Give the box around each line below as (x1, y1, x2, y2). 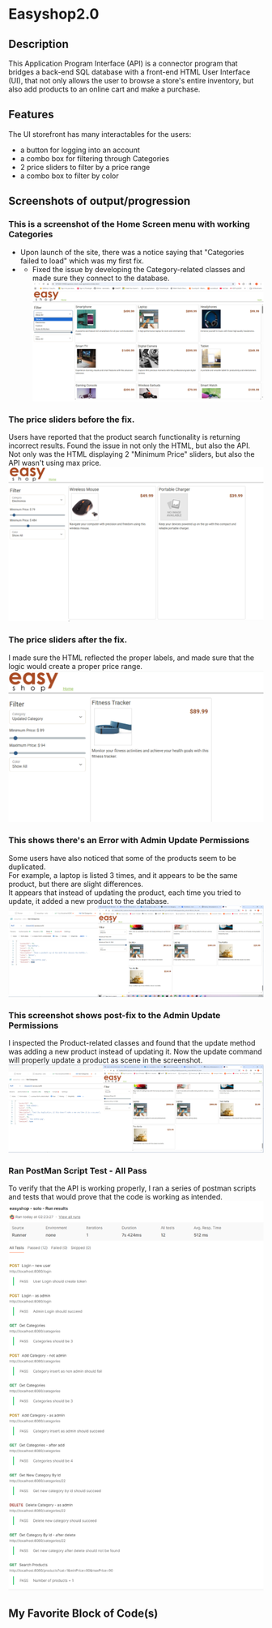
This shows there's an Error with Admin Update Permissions (8, 835, 249, 846)
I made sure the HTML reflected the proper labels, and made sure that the (8, 653, 255, 663)
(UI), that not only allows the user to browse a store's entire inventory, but (8, 76, 254, 85)
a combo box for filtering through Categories (19, 153, 170, 163)
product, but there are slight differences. (8, 879, 144, 889)
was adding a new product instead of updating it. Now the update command (8, 1046, 262, 1057)
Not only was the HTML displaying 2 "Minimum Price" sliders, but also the (8, 450, 255, 459)
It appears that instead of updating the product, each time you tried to (8, 888, 241, 897)
